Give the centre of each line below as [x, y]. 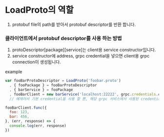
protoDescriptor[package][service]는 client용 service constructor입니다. [84, 50]
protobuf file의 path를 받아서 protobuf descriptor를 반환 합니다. [74, 24]
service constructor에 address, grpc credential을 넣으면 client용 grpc [81, 56]
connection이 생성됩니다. [36, 62]
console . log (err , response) [38, 126]
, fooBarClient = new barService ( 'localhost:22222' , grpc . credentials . [84, 94]
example [14, 72]
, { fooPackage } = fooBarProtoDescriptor [53, 85]
